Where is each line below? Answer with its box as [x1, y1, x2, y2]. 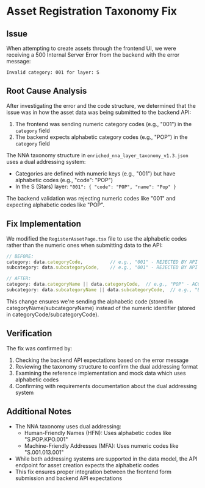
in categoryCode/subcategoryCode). [6, 311, 99, 318]
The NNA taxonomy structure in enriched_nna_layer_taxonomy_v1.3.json [6, 151, 189, 159]
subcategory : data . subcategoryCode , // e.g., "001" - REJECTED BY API [6, 264, 198, 271]
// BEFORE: [6, 253, 34, 260]
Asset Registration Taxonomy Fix [6, 4, 177, 18]
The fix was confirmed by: [6, 344, 73, 352]
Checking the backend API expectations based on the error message [15, 356, 189, 364]
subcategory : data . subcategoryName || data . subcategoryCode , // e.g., [6, 287, 192, 293]
